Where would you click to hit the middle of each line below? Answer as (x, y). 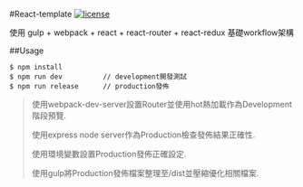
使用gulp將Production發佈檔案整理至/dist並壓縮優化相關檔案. (145, 173)
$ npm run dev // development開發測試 (98, 77)
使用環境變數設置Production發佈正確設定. (109, 154)
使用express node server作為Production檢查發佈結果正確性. (143, 135)
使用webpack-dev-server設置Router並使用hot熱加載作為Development (162, 104)
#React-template (41, 14)
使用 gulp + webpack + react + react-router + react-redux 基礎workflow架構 (152, 33)
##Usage (27, 51)
